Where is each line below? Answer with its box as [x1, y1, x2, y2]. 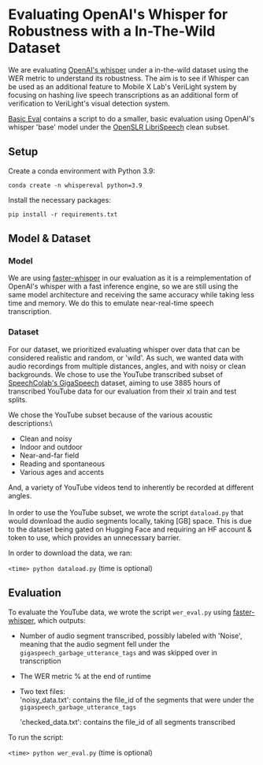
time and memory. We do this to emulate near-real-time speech [8, 298, 214, 308]
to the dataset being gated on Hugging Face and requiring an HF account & [8, 524, 252, 534]
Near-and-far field [19, 450, 80, 460]
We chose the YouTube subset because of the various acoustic [8, 410, 213, 420]
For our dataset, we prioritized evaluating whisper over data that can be [8, 345, 240, 354]
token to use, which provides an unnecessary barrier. [8, 532, 181, 542]
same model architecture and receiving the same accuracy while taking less [8, 290, 254, 300]
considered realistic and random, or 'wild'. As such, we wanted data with [8, 353, 244, 362]
